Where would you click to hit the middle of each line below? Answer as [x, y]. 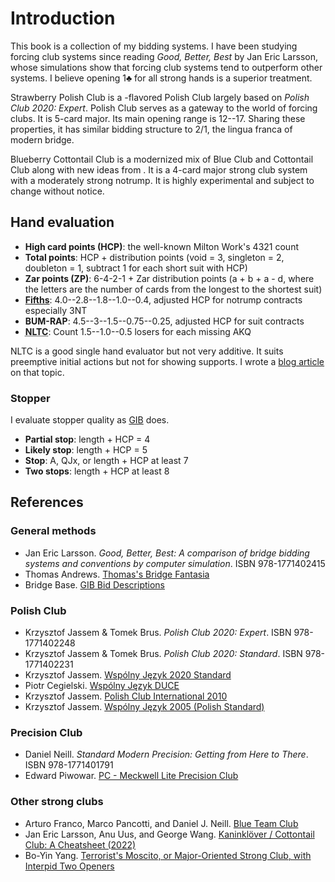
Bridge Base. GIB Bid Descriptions [94, 584]
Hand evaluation [62, 222]
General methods [53, 531]
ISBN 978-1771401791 [69, 765]
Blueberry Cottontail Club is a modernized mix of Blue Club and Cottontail [162, 159]
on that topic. [37, 372]
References [47, 502]
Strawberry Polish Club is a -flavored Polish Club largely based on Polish [160, 97]
